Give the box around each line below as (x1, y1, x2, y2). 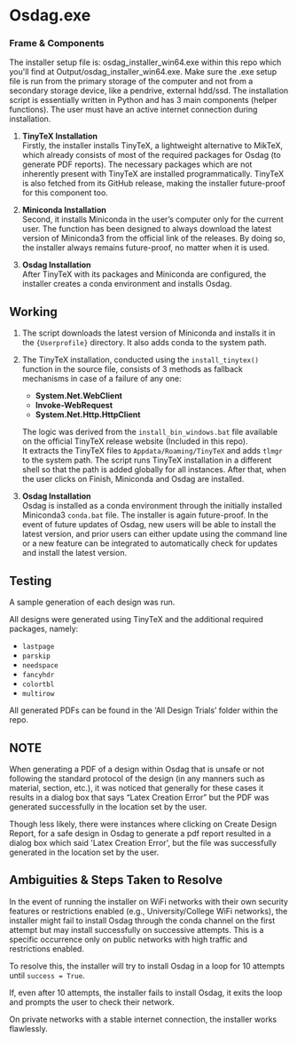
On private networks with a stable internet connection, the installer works (9, 1014, 277, 1024)
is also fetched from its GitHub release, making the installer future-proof (21, 178, 285, 189)
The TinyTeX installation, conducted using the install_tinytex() (21, 354, 260, 365)
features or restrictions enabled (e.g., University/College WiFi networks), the (9, 905, 288, 916)
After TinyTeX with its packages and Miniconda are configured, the (21, 269, 267, 280)
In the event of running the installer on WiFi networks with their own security (9, 896, 288, 906)
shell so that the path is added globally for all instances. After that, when (21, 464, 286, 475)
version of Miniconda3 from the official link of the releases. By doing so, (21, 233, 285, 244)
